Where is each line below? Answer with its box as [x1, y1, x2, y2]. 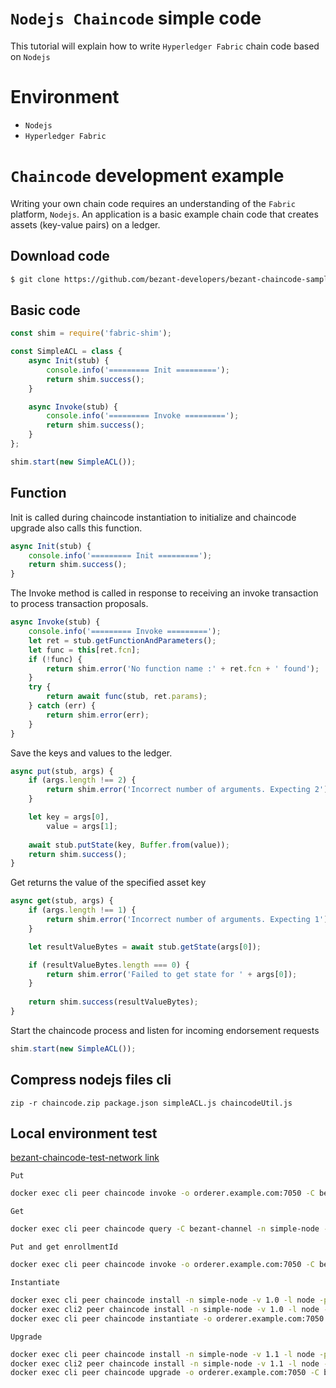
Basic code [10, 302, 81, 319]
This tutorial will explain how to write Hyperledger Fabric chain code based [10, 40, 320, 52]
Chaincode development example [10, 165, 285, 187]
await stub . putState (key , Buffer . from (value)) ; [28, 840, 230, 850]
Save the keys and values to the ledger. [10, 747, 173, 759]
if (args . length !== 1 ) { [28, 905, 137, 916]
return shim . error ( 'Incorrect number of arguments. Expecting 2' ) [46, 785, 329, 795]
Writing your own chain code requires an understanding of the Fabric [10, 197, 296, 209]
